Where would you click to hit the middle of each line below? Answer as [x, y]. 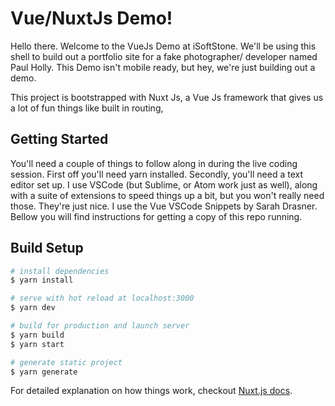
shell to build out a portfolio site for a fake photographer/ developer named [164, 56]
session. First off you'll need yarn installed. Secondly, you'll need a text [156, 174]
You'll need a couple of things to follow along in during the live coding [154, 163]
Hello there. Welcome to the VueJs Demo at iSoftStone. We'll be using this [163, 46]
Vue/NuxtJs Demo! [91, 18]
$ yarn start [37, 344]
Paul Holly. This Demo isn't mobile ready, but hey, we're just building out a [163, 67]
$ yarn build [37, 335]
